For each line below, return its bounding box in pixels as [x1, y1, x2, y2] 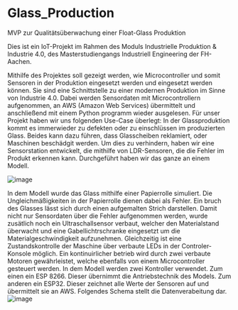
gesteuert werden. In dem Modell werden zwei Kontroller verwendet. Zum [7, 264, 223, 272]
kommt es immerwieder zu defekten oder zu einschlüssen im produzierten [7, 123, 225, 132]
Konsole [7, 249, 31, 258]
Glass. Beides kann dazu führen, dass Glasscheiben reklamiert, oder [7, 131, 207, 140]
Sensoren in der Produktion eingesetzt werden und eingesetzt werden [7, 78, 213, 87]
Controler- [181, 241, 212, 250]
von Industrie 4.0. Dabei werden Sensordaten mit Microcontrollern [7, 94, 201, 102]
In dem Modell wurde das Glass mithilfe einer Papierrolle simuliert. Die [7, 189, 213, 197]
